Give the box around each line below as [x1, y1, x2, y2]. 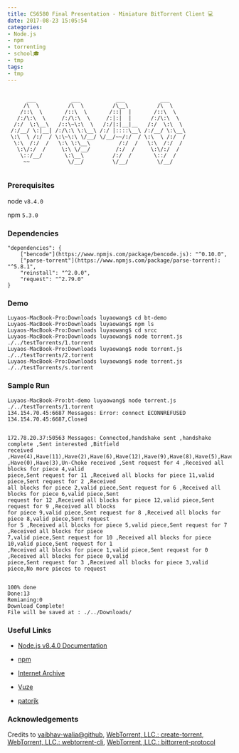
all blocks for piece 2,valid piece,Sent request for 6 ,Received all [7, 484, 221, 491]
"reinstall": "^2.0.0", [20, 270, 91, 277]
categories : [7, 23, 43, 31]
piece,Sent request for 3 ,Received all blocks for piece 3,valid [7, 559, 208, 566]
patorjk [17, 696, 39, 705]
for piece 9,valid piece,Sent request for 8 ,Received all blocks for [7, 509, 221, 516]
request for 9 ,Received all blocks [7, 502, 116, 510]
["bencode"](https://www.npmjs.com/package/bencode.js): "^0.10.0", [20, 251, 228, 258]
